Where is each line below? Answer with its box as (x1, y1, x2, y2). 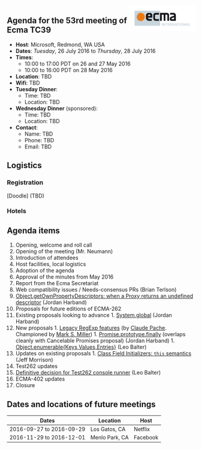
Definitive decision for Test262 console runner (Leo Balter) (15, 369, 161, 376)
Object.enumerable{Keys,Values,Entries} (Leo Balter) (15, 343, 147, 351)
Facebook (133, 434, 158, 441)
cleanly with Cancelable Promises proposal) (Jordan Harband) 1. (15, 337, 175, 345)
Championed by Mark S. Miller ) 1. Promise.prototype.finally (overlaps (15, 331, 186, 338)
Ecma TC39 (7, 25, 52, 35)
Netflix (133, 425, 151, 433)
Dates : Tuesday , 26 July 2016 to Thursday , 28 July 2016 (15, 47, 156, 55)
